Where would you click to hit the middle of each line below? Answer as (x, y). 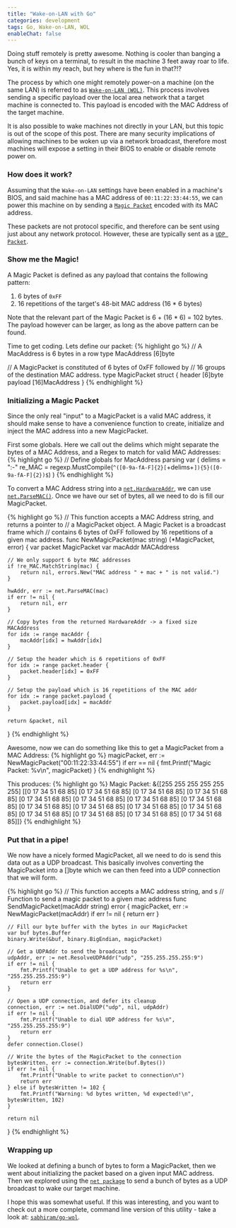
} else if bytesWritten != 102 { (57, 1088)
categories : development (44, 21)
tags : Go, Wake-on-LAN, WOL (49, 27)
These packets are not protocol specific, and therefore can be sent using (113, 226)
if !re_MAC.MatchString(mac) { (53, 566)
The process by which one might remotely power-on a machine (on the (111, 83)
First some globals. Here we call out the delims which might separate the (113, 445)
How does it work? (40, 175)
